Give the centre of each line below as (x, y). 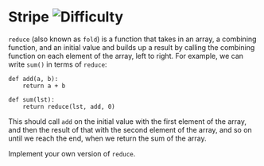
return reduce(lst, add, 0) (69, 106)
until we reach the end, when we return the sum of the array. (107, 138)
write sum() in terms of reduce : (58, 64)
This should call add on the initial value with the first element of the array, (127, 121)
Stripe (29, 17)
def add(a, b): (33, 79)
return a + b (44, 86)
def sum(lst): (32, 99)
